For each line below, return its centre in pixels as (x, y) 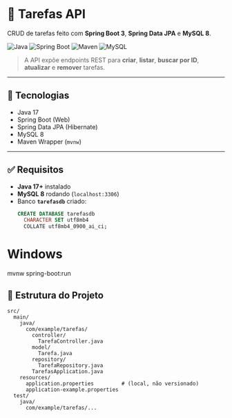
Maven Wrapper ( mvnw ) (49, 142)
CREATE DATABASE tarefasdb (56, 213)
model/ (41, 347)
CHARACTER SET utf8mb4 (56, 220)
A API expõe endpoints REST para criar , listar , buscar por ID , (112, 60)
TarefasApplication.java (68, 371)
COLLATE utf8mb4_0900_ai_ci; (66, 227)
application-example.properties (72, 390)
